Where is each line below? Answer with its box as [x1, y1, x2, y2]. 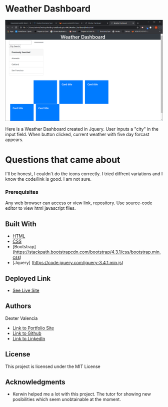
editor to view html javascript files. [5, 205, 76, 211]
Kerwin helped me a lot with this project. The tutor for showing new [12, 391, 151, 397]
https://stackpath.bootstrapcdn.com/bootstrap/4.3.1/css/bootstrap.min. [14, 249, 161, 255]
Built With [5, 220, 36, 228]
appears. [5, 137, 23, 143]
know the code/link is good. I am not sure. [5, 176, 91, 182]
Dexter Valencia [5, 315, 38, 321]
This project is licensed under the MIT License [5, 363, 101, 369]
